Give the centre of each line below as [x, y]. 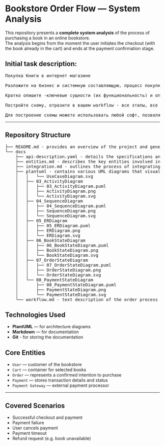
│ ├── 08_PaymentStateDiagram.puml [66, 285]
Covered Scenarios [35, 405]
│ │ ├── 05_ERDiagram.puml [53, 225]
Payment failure [28, 423]
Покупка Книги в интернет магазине [48, 75]
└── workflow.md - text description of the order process [87, 299]
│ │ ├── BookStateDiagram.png [57, 250]
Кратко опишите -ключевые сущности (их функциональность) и [79, 95]
